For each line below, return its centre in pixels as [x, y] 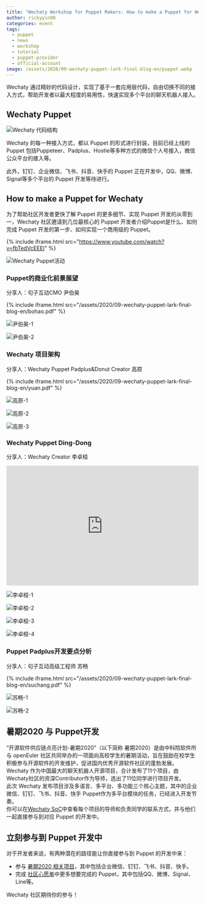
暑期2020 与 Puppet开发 [53, 732]
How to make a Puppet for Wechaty [75, 199]
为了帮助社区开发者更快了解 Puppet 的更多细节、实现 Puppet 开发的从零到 [99, 214]
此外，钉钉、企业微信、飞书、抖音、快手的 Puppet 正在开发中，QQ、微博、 [101, 171]
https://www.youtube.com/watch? [122, 242]
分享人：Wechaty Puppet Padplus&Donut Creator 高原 [74, 369]
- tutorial [26, 52]
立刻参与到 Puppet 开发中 [54, 838]
